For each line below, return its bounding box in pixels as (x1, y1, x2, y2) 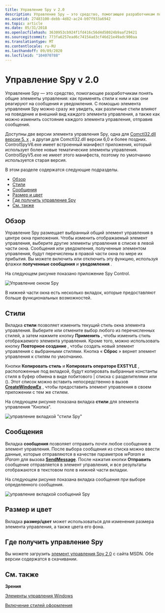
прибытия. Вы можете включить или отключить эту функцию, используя (5, 256, 158, 262)
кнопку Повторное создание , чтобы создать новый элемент (5, 343, 134, 349)
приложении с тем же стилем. (5, 389, 69, 395)
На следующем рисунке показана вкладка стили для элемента (5, 399, 139, 405)
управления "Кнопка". (5, 404, 52, 409)
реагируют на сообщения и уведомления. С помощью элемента (5, 101, 141, 107)
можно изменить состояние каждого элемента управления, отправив (5, 117, 153, 122)
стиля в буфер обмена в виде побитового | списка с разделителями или (5, 373, 157, 379)
